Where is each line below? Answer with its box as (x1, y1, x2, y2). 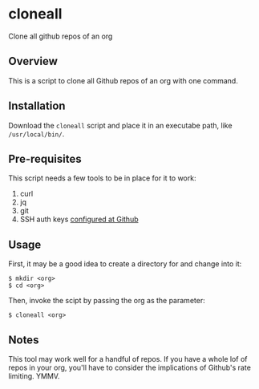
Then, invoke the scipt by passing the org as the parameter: (8, 296, 206, 306)
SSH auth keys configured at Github (19, 214, 139, 225)
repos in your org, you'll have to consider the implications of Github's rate (8, 363, 251, 372)
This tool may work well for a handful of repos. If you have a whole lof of (8, 355, 248, 363)
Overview (8, 55, 59, 68)
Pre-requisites (8, 152, 82, 165)
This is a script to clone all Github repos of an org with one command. (8, 75, 238, 85)
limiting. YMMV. (8, 371, 60, 381)
